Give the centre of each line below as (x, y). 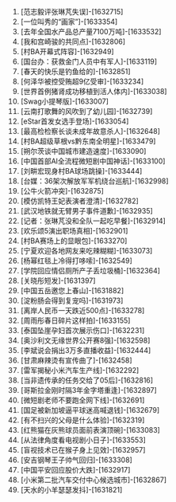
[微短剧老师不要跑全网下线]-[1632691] (82, 400)
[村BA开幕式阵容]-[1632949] (67, 51)
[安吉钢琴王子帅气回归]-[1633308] (77, 460)
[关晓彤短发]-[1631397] (58, 280)
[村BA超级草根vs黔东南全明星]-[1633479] (88, 141)
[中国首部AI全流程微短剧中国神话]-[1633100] (93, 161)
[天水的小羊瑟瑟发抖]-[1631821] (71, 490)
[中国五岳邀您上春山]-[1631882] (72, 290)
